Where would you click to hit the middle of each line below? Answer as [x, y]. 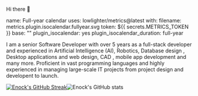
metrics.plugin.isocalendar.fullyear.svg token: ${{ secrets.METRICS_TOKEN [98, 27]
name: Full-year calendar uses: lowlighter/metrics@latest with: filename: [94, 20]
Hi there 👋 [18, 9]
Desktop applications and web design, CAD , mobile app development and [96, 57]
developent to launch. [32, 76]
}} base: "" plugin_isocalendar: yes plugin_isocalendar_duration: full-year [95, 33]
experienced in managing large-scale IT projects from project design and [95, 69]
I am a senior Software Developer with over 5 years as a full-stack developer [99, 44]
